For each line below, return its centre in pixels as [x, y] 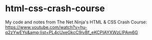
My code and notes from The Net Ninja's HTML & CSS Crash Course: [76, 22]
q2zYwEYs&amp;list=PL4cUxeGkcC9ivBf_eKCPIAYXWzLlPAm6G [72, 32]
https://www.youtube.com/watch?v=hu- [46, 27]
